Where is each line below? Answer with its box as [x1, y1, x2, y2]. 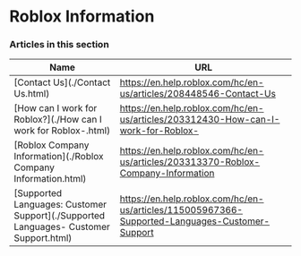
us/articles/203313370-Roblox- [119, 156, 261, 168]
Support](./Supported [13, 209, 106, 222]
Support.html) [13, 232, 73, 244]
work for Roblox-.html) [13, 124, 110, 137]
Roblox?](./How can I [13, 114, 102, 126]
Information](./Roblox [13, 150, 105, 163]
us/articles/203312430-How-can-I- [119, 114, 280, 126]
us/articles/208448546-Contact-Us [119, 88, 276, 100]
